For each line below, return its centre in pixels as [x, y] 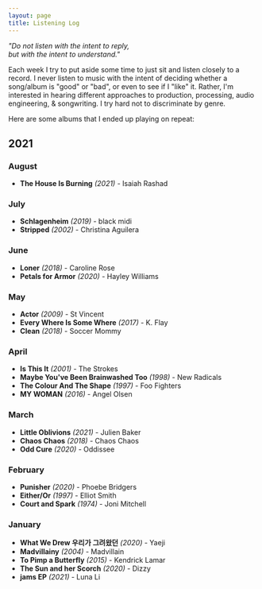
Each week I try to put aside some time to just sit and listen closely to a [124, 69]
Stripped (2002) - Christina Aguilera [79, 230]
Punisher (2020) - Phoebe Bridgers [78, 486]
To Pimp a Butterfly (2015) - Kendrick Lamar [92, 560]
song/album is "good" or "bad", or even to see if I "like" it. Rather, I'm [121, 86]
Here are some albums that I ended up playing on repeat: [101, 118]
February [27, 470]
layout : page [30, 15]
